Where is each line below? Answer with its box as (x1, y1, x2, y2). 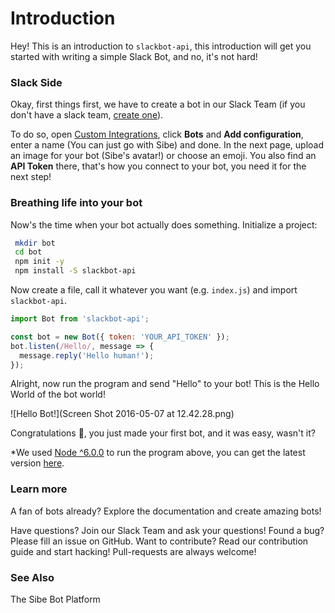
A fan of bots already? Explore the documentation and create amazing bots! (10, 505, 322, 517)
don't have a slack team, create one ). (10, 109, 164, 121)
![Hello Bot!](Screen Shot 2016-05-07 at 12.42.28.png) (10, 408, 235, 420)
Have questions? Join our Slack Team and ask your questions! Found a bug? (10, 524, 325, 536)
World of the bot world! (10, 388, 106, 401)
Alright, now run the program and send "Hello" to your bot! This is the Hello (10, 378, 320, 390)
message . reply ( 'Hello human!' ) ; (19, 350, 155, 361)
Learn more (10, 482, 68, 496)
